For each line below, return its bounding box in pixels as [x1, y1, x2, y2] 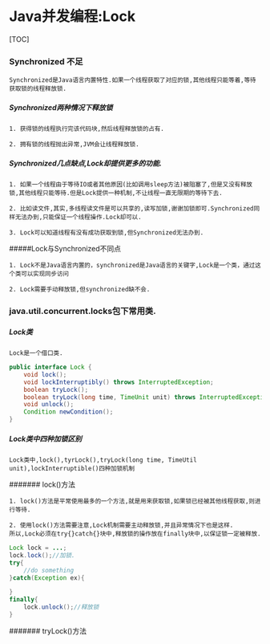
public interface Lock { [9, 363, 92, 372]
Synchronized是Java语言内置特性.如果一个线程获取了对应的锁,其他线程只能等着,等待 [9, 76, 256, 84]
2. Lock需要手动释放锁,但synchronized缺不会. [9, 286, 151, 294]
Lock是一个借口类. [9, 349, 63, 357]
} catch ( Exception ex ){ [9, 573, 85, 582]
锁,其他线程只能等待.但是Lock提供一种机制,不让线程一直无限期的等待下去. [9, 190, 223, 198]
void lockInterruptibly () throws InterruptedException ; [23, 378, 215, 386]
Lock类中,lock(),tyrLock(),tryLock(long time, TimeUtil [9, 456, 197, 464]
